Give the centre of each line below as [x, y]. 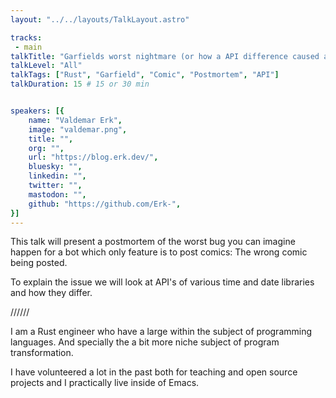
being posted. [39, 263]
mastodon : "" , [57, 194]
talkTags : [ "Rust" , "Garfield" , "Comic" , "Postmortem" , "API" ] [145, 75]
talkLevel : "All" [46, 66]
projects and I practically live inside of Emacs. [105, 383]
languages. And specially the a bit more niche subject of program [145, 342]
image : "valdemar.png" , [78, 129]
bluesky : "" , [55, 167]
